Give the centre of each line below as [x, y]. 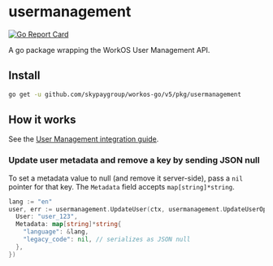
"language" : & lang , [56, 232]
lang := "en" [30, 202]
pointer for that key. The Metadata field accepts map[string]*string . [122, 186]
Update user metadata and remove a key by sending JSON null [134, 160]
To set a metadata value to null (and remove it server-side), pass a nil [126, 178]
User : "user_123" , [47, 217]
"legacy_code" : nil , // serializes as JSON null [107, 240]
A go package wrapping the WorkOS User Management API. [109, 50]
